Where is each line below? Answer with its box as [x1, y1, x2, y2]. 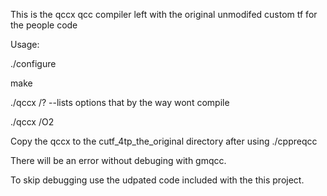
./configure [10, 58, 57, 69]
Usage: [10, 39, 40, 50]
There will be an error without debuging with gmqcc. [10, 155, 227, 166]
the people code [10, 19, 78, 31]
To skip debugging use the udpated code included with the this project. [10, 174, 305, 186]
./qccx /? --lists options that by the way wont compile [10, 97, 230, 108]
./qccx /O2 [10, 116, 55, 128]
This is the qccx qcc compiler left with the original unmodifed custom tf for [10, 9, 318, 20]
